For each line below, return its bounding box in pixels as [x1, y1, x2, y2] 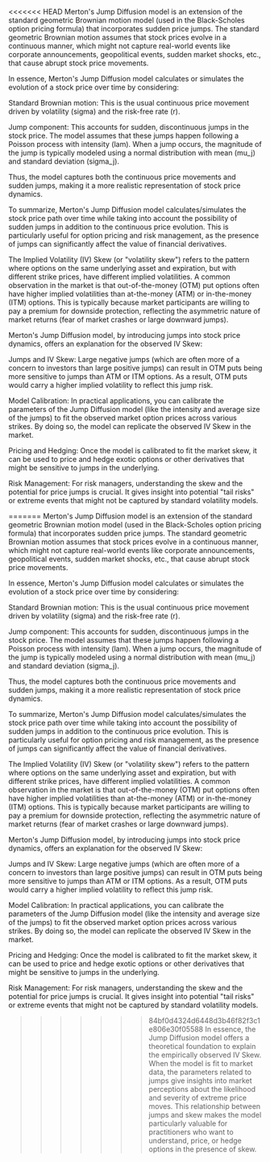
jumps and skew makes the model [148, 1110, 262, 1119]
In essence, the [205, 1024, 256, 1034]
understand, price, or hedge [148, 1136, 242, 1145]
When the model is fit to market [148, 1059, 254, 1068]
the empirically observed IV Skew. [148, 1050, 262, 1060]
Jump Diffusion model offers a [148, 1033, 250, 1043]
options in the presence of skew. [148, 1144, 257, 1154]
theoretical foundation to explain [148, 1042, 256, 1051]
